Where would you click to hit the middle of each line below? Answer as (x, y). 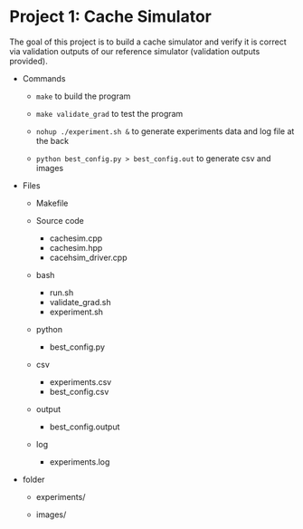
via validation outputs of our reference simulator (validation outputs (135, 51)
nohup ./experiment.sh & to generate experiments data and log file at (165, 131)
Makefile (52, 203)
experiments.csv (80, 381)
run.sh (62, 293)
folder (33, 479)
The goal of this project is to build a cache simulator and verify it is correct (148, 42)
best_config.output (85, 427)
